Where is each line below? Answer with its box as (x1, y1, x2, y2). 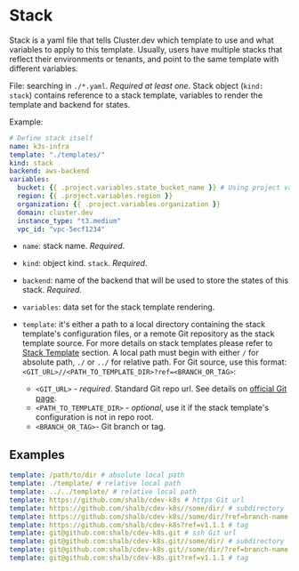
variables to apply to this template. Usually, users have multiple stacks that (9, 44, 283, 54)
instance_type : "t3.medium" (17, 216, 122, 225)
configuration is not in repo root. (35, 412, 154, 422)
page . (35, 393, 57, 404)
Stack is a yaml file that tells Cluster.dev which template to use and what (9, 35, 274, 45)
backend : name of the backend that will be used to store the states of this (21, 275, 289, 285)
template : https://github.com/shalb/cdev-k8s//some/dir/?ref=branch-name (9, 512, 289, 521)
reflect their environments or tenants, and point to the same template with (9, 53, 279, 64)
